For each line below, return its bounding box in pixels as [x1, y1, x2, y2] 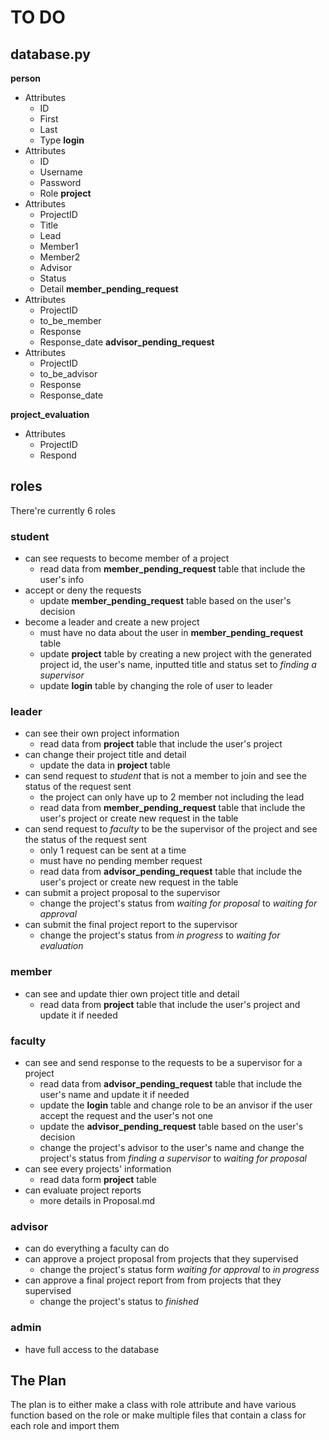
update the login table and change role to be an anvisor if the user [39, 1099, 313, 1111]
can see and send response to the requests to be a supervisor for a [24, 1057, 303, 1068]
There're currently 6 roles [10, 504, 116, 516]
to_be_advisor [39, 368, 98, 380]
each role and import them [10, 1420, 120, 1432]
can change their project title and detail [24, 749, 187, 761]
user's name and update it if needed [39, 1089, 190, 1100]
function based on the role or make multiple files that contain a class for [10, 1409, 307, 1421]
